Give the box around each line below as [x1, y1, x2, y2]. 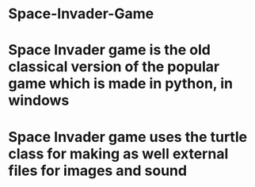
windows [8, 92, 70, 109]
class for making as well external [8, 144, 229, 162]
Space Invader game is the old [8, 41, 211, 59]
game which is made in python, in [8, 74, 234, 93]
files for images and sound [8, 162, 188, 179]
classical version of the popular [8, 58, 220, 76]
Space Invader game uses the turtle [8, 128, 248, 146]
